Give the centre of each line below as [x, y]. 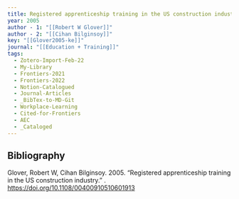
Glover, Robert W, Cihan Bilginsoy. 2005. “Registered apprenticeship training [119, 173]
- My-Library [33, 67]
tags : [15, 54]
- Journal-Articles [43, 93]
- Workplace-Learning [46, 107]
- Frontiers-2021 [39, 73]
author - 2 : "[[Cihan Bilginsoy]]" [60, 34]
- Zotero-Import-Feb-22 [49, 61]
